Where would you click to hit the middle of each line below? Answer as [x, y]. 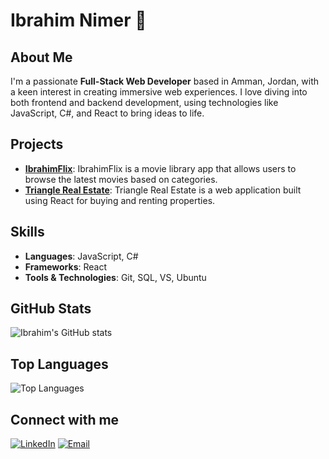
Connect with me [65, 419]
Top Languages [59, 364]
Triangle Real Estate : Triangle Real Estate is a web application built [163, 190]
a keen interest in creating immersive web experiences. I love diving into [159, 92]
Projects [37, 144]
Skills [27, 232]
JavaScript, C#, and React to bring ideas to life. [107, 113]
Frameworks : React [65, 266]
